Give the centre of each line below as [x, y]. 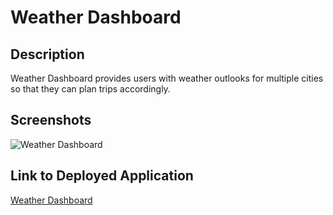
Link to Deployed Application [102, 176]
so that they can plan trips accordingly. [90, 89]
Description [47, 54]
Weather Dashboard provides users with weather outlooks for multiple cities [167, 78]
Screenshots [51, 120]
